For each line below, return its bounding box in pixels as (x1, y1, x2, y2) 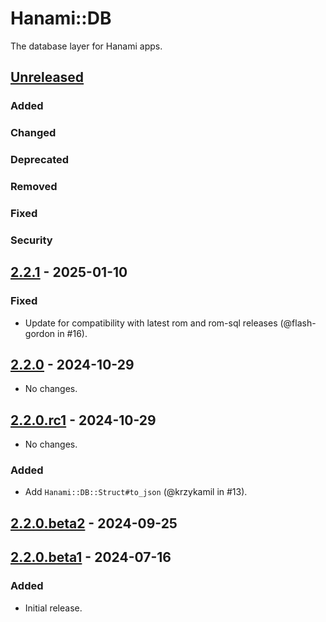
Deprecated (10, 153, 70, 167)
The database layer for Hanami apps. (10, 40, 163, 52)
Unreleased (10, 69, 85, 86)
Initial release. (24, 602, 83, 614)
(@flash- (279, 317, 317, 329)
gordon (24, 327, 56, 339)
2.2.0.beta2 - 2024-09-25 (10, 515, 178, 532)
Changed (10, 126, 57, 140)
